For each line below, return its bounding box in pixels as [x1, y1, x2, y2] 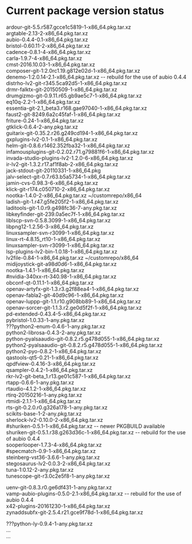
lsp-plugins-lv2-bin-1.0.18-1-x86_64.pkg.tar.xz [6, 248, 117, 255]
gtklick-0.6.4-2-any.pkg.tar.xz [6, 123, 78, 130]
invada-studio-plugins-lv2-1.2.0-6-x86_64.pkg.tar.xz [6, 154, 133, 161]
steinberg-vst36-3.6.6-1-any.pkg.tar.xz [6, 454, 100, 461]
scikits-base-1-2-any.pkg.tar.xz [6, 410, 82, 417]
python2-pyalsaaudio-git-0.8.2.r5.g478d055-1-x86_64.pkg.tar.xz [6, 342, 163, 349]
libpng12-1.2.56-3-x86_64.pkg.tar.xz [6, 223, 94, 230]
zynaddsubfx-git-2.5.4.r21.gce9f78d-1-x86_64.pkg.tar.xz [6, 509, 143, 516]
